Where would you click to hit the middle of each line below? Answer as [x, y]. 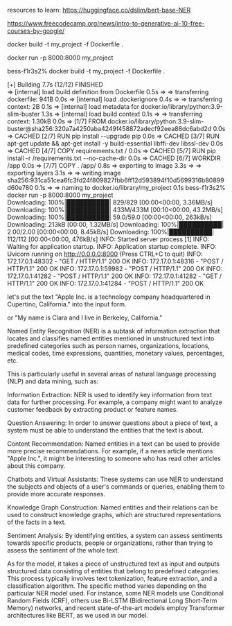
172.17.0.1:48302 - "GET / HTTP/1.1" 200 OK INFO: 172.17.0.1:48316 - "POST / [115, 261]
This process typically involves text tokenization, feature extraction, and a [112, 579]
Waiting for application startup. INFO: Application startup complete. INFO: [112, 246]
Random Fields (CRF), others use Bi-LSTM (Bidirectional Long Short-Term [112, 600]
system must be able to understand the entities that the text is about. [105, 430]
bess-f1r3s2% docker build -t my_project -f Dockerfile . [86, 71]
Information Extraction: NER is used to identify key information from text [110, 395]
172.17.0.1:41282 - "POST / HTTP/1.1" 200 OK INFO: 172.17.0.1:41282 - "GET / [115, 276]
